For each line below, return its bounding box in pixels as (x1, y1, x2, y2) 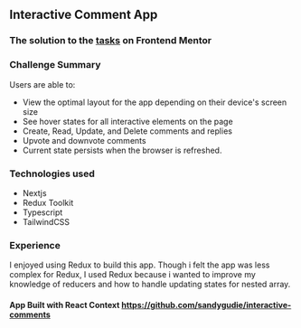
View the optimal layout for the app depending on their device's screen (22, 97, 287, 108)
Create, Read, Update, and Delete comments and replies (22, 126, 233, 136)
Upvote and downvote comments (22, 135, 146, 145)
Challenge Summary (9, 59, 101, 71)
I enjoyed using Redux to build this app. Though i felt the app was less (9, 259, 270, 270)
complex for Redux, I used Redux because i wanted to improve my (9, 269, 256, 280)
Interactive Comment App (9, 7, 158, 23)
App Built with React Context (9, 299, 120, 310)
